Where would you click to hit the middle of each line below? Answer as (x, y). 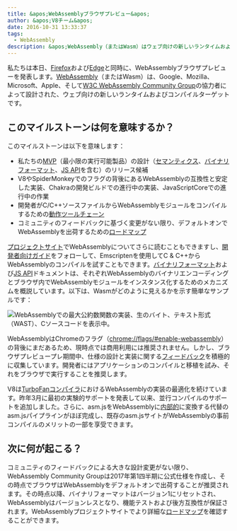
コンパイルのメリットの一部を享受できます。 (72, 424)
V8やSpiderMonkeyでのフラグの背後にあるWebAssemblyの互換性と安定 (122, 178)
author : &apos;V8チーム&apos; (50, 21)
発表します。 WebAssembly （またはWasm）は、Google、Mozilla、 (116, 76)
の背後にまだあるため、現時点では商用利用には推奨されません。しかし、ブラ (119, 347)
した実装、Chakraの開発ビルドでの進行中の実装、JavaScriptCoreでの (119, 187)
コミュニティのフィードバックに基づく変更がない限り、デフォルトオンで (123, 223)
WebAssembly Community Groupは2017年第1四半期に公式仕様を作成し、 (114, 476)
